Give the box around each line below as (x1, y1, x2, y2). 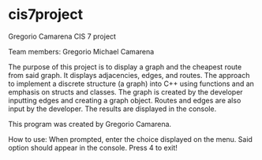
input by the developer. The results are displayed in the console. (8, 104, 217, 113)
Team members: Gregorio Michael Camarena (8, 47, 155, 56)
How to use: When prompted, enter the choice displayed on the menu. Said (8, 134, 253, 143)
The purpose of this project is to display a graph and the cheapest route (8, 61, 242, 72)
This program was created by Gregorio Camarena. (8, 119, 172, 128)
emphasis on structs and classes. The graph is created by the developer (8, 87, 243, 96)
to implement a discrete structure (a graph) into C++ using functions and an (8, 79, 255, 88)
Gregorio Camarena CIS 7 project (8, 32, 117, 41)
